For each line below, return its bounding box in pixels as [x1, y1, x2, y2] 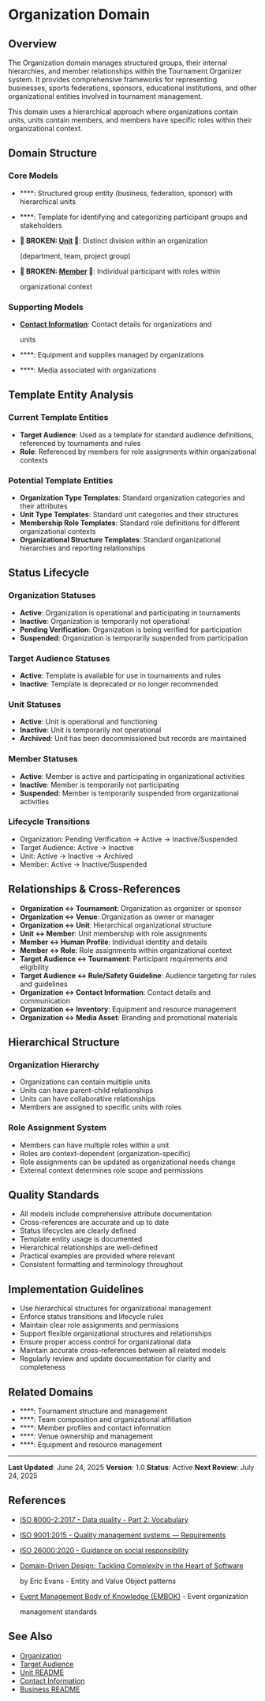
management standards [19, 1607, 97, 1616]
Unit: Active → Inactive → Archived [19, 851, 133, 860]
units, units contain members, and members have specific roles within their [8, 115, 252, 124]
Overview [8, 37, 58, 51]
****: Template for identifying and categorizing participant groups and [19, 212, 248, 221]
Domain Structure [8, 146, 97, 160]
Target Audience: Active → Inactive [19, 842, 134, 852]
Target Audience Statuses [8, 652, 110, 663]
